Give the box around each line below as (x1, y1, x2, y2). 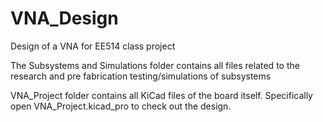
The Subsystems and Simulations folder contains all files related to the (10, 59, 300, 71)
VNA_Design (10, 7, 119, 30)
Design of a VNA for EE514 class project (10, 40, 176, 52)
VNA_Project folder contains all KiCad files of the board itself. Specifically (10, 89, 313, 101)
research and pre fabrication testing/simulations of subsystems (10, 70, 272, 82)
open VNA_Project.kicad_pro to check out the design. (10, 100, 232, 112)
